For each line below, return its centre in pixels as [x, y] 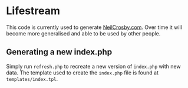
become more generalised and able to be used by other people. [83, 33]
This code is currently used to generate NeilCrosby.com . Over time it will [94, 27]
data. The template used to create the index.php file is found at [83, 73]
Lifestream [33, 11]
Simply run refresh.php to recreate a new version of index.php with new [93, 66]
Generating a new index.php [59, 52]
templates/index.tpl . [32, 79]
